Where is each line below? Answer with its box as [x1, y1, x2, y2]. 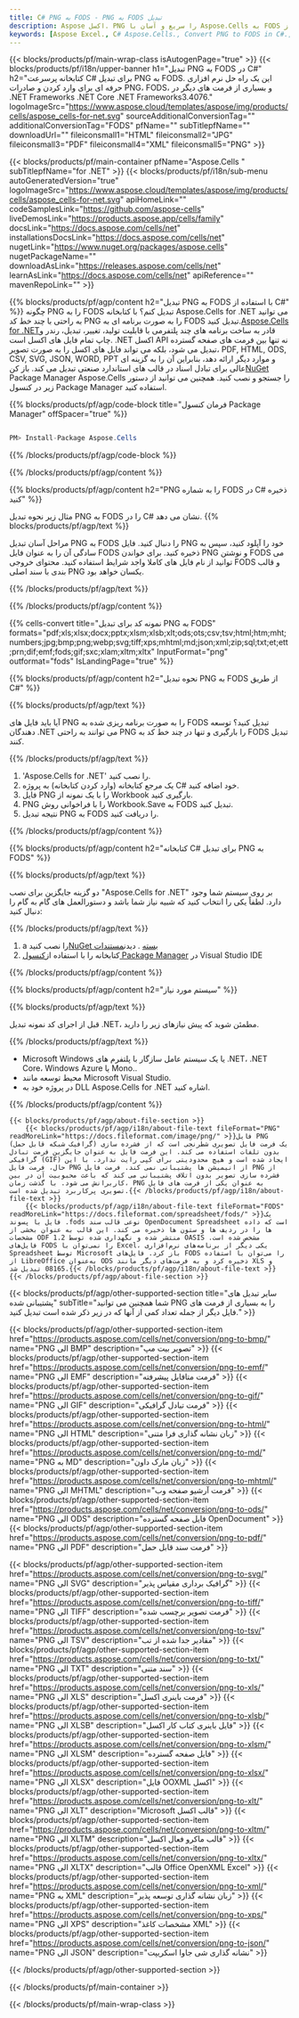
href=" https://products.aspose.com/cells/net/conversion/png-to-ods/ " [9, 1504, 269, 1515]
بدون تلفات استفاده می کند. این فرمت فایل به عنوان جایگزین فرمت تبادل [9, 1148, 280, 1156]
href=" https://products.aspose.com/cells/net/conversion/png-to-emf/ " [9, 1362, 269, 1373]
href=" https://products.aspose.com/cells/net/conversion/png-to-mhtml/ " [9, 1475, 278, 1486]
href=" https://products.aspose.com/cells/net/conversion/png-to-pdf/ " [9, 1532, 267, 1543]
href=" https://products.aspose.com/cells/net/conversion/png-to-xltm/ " [9, 1824, 271, 1835]
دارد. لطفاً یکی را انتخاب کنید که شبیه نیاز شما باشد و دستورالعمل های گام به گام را [9, 896, 282, 907]
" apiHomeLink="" [119, 194, 187, 205]
